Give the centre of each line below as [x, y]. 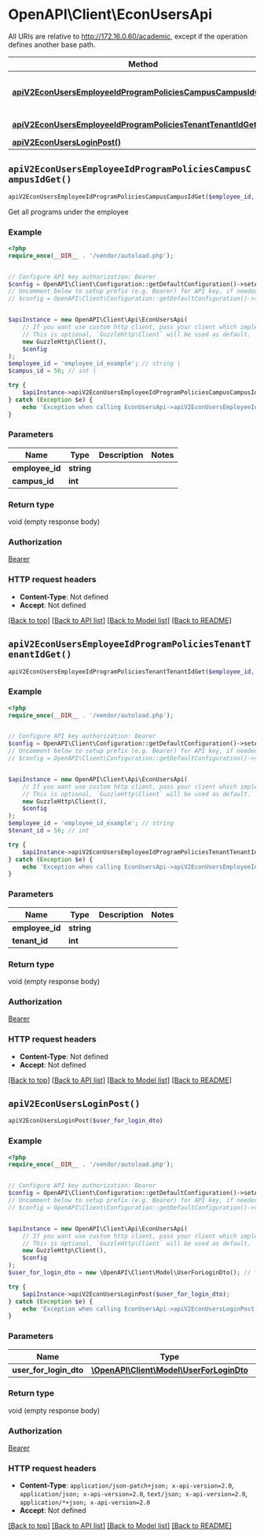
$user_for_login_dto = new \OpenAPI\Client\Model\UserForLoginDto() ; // [130, 1273]
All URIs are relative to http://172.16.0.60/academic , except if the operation [128, 36]
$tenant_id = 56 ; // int [49, 831]
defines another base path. [52, 44]
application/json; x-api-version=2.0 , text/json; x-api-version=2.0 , [133, 1494]
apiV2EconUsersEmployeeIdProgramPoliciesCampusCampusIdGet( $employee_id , [132, 197]
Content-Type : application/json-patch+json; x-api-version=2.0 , [126, 1485]
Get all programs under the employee [68, 212]
